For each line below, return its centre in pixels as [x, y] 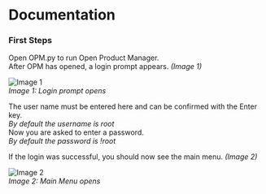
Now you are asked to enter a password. [76, 132]
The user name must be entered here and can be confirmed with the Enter [133, 106]
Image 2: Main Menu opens [55, 181]
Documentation [62, 15]
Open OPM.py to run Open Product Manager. [84, 58]
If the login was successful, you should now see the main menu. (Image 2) [133, 157]
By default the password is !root [62, 141]
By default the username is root [61, 124]
